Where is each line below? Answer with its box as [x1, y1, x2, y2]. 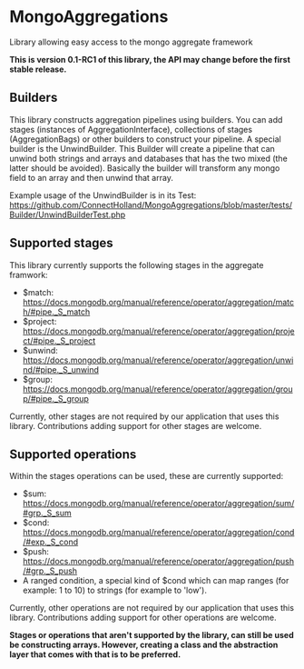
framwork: [9, 269, 48, 280]
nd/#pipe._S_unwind [22, 364, 100, 374]
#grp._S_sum [22, 507, 73, 519]
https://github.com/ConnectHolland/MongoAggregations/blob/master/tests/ [9, 199, 293, 210]
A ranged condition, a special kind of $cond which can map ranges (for [22, 575, 289, 586]
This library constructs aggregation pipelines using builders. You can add [9, 114, 283, 125]
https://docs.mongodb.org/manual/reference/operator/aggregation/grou [22, 384, 293, 394]
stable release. [9, 64, 67, 75]
